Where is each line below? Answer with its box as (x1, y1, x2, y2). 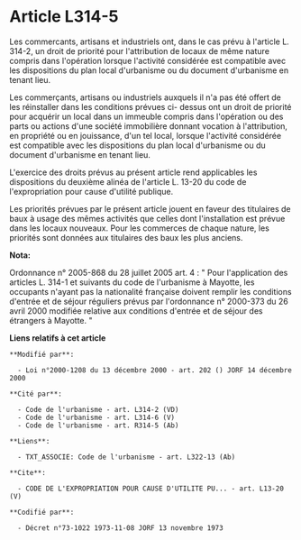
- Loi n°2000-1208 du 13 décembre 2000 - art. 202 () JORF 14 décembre (17, 365, 293, 375)
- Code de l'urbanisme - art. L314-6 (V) (17, 413, 176, 422)
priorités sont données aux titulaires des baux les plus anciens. (9, 232, 243, 243)
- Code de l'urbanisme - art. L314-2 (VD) (17, 405, 179, 414)
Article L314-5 (9, 6, 119, 27)
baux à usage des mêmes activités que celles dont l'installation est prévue (9, 213, 286, 224)
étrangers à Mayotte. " (9, 315, 93, 325)
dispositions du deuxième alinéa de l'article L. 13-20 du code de (9, 176, 247, 187)
